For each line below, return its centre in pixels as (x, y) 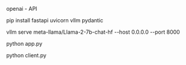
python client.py (26, 55)
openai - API (22, 9)
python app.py (24, 44)
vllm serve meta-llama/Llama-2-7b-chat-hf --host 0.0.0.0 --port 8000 (93, 32)
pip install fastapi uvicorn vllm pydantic (55, 20)
